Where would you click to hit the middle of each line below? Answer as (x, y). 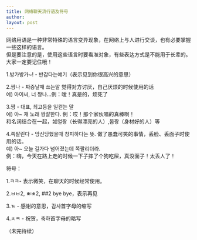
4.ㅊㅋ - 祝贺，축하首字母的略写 (44, 219)
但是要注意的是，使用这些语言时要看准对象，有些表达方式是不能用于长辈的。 (98, 55)
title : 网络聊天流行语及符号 (37, 11)
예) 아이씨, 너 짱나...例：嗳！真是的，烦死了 (57, 94)
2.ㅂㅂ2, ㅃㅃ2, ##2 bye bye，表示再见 (52, 194)
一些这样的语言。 (27, 47)
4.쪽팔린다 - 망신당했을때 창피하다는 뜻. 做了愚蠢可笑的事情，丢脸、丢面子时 (95, 134)
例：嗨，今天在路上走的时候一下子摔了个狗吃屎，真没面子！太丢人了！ (91, 156)
